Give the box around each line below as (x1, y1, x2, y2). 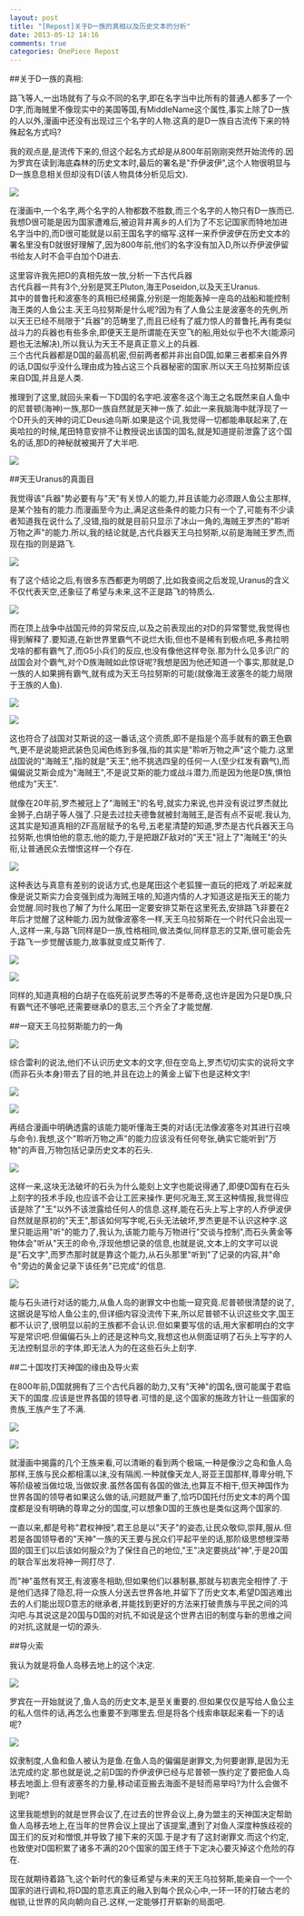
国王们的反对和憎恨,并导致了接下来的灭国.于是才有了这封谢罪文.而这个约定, (9, 1831, 289, 1842)
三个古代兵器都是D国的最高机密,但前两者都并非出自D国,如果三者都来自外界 (9, 349, 289, 360)
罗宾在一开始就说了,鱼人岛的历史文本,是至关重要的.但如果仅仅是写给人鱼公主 (9, 1696, 295, 1707)
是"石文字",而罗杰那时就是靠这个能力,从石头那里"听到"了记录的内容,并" (9, 1249, 273, 1260)
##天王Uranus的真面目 (9, 474, 95, 485)
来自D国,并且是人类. (9, 372, 84, 383)
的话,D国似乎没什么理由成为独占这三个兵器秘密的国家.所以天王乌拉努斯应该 (9, 361, 290, 372)
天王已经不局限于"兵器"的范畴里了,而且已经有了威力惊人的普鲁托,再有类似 (16, 316, 292, 327)
